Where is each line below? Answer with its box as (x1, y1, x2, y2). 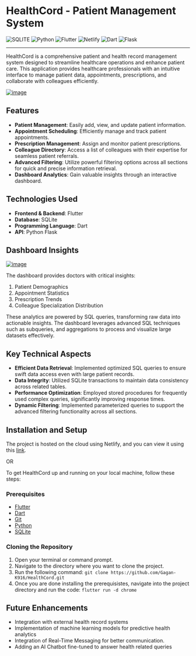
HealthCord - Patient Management (6, 4, 176, 18)
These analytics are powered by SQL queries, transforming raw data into (6, 313, 181, 320)
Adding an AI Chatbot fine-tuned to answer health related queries (14, 643, 172, 650)
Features (6, 106, 39, 116)
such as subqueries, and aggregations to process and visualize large (6, 326, 171, 333)
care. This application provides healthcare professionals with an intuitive (6, 65, 180, 72)
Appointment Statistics (14, 289, 69, 296)
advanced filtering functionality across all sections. (14, 408, 138, 415)
